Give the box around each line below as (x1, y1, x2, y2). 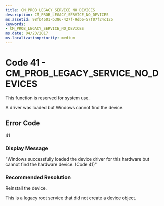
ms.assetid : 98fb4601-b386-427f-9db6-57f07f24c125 (5, 17, 113, 22)
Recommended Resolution (5, 174, 71, 181)
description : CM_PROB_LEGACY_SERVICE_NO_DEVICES (5, 12, 109, 17)
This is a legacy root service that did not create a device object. (5, 195, 137, 201)
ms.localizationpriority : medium (5, 36, 75, 41)
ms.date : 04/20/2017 (5, 31, 49, 36)
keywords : (5, 21, 26, 27)
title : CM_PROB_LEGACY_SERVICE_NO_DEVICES (5, 7, 95, 13)
